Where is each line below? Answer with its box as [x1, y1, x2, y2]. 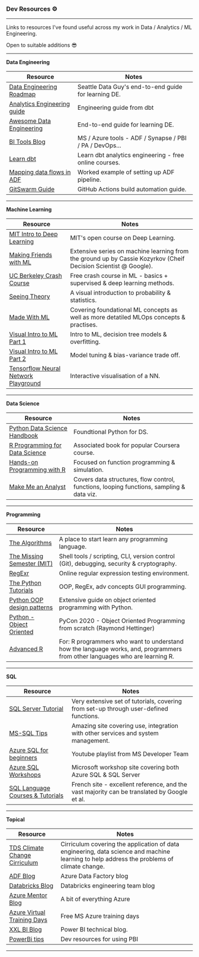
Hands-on [9, 458, 38, 467]
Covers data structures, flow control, [73, 476, 175, 484]
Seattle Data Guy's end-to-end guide [77, 83, 182, 91]
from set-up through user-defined [71, 705, 169, 713]
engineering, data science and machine [60, 848, 171, 856]
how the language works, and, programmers [59, 645, 182, 653]
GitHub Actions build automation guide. [77, 185, 187, 194]
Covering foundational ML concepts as [70, 306, 178, 314]
